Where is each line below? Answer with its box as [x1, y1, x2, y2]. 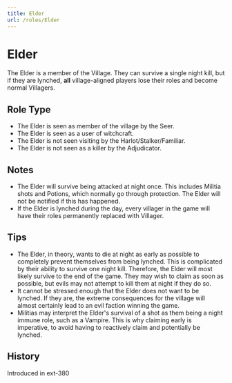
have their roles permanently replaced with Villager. [17, 212, 164, 220]
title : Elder [7, 10, 45, 17]
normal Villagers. [7, 84, 55, 92]
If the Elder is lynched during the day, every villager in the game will [17, 204, 211, 213]
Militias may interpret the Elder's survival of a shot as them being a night [17, 308, 223, 317]
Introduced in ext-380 [7, 369, 70, 377]
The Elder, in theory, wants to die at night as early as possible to [17, 250, 200, 258]
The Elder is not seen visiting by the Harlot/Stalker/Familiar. [17, 137, 186, 145]
